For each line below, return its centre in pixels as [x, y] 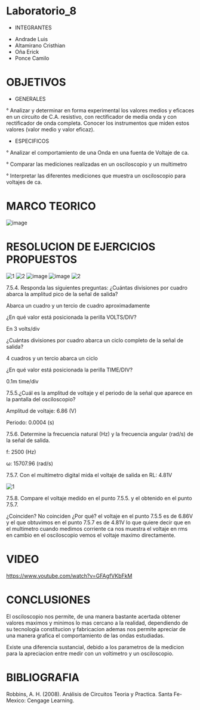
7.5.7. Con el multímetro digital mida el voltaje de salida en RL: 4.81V [89, 475]
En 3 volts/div [23, 328]
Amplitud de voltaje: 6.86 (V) [41, 411]
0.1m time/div [22, 381]
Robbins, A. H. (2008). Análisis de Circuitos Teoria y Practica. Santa [89, 694]
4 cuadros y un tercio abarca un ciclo [52, 358]
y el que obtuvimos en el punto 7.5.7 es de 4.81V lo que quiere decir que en [99, 522]
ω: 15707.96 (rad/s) [30, 463]
